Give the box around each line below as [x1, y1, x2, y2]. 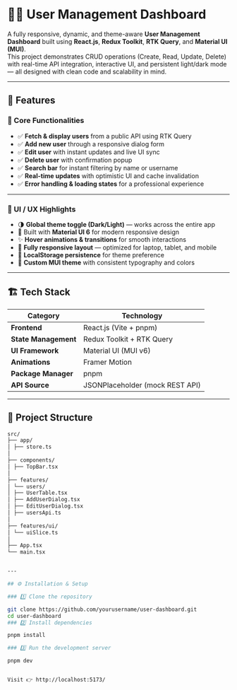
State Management [11, 334, 77, 344]
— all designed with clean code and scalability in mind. [7, 67, 167, 76]
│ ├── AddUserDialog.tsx [7, 496, 80, 503]
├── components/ [7, 457, 55, 464]
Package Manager [11, 368, 73, 378]
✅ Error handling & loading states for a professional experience [17, 180, 205, 188]
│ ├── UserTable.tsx [7, 489, 68, 497]
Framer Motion [83, 357, 133, 367]
